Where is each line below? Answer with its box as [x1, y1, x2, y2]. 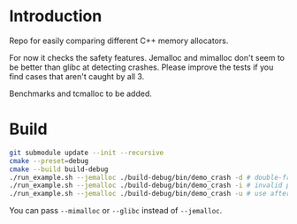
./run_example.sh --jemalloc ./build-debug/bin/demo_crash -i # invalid [9, 181, 283, 190]
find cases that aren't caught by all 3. [9, 71, 145, 81]
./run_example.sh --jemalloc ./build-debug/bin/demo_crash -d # [9, 173, 251, 182]
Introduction [9, 6, 103, 26]
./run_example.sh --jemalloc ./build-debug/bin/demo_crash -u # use [9, 190, 267, 198]
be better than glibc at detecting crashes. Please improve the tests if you [9, 62, 274, 72]
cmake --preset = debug [9, 156, 89, 165]
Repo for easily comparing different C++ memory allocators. [9, 35, 229, 46]
